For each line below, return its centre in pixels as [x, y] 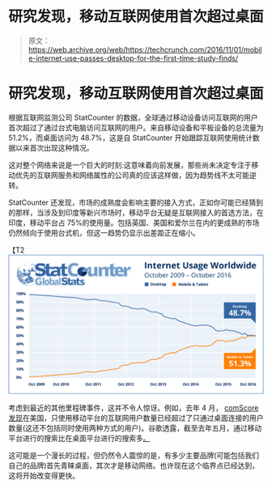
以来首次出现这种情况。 [54, 147]
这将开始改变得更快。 [44, 475]
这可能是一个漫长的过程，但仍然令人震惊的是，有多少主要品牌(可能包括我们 [134, 455]
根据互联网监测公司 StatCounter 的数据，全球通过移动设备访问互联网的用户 [133, 117]
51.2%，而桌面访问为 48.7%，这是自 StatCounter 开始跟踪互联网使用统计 [131, 138]
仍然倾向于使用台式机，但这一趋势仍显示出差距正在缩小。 [104, 232]
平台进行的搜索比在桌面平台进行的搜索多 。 [79, 438]
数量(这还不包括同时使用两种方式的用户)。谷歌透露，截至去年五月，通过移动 [135, 428]
